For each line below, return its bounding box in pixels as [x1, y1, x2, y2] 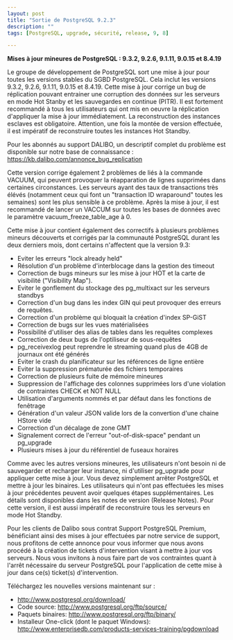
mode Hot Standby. [7, 511, 62, 519]
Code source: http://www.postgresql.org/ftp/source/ [17, 603, 168, 611]
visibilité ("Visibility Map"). [17, 277, 93, 285]
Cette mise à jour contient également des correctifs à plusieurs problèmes [7, 226, 219, 234]
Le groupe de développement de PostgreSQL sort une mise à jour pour [7, 68, 210, 76]
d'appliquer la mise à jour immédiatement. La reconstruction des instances [7, 112, 221, 121]
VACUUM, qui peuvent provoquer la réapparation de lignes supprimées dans [7, 176, 226, 184]
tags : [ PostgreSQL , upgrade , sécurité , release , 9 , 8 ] [7, 29, 169, 37]
